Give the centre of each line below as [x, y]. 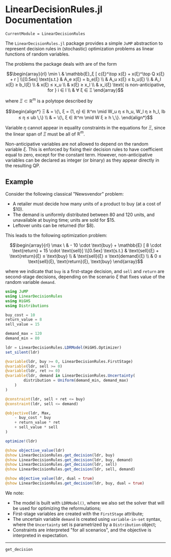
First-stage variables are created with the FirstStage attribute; [78, 514]
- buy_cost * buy [33, 418]
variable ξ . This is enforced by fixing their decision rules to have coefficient [84, 149]
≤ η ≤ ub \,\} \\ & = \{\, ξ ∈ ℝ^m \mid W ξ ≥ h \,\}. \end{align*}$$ [85, 117]
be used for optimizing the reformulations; [57, 508]
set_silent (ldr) [22, 352]
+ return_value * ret [37, 422]
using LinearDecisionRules [34, 296]
